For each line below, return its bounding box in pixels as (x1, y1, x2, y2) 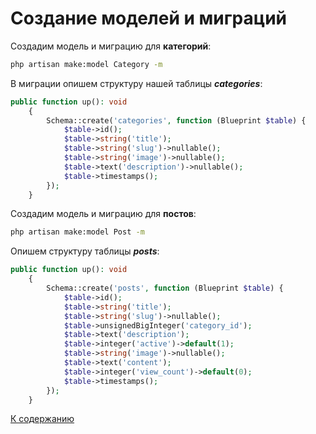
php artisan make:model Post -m (10, 227, 145, 237)
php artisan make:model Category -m (10, 59, 163, 69)
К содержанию (10, 413, 75, 425)
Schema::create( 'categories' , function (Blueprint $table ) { (46, 115, 307, 126)
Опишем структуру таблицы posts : (10, 245, 160, 257)
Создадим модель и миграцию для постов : (10, 208, 197, 220)
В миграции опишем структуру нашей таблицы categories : (10, 77, 263, 89)
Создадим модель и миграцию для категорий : (10, 40, 212, 52)
